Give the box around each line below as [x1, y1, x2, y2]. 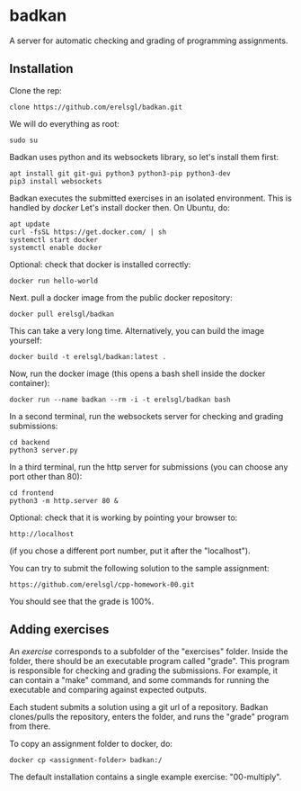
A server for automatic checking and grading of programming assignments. [9, 35, 288, 46]
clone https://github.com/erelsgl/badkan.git [9, 103, 182, 112]
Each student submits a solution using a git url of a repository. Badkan [9, 701, 269, 712]
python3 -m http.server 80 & [9, 496, 119, 505]
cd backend [9, 437, 50, 446]
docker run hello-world [9, 276, 99, 285]
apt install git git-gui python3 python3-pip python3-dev [9, 168, 231, 178]
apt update [9, 220, 50, 229]
